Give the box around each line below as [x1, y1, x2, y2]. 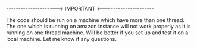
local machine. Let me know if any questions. [6, 36, 117, 42]
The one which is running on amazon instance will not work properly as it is [6, 23, 191, 30]
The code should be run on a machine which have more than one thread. [6, 17, 185, 23]
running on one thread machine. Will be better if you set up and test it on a [6, 29, 189, 36]
